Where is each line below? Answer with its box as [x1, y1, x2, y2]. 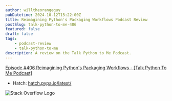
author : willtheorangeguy [5, 7, 60, 13]
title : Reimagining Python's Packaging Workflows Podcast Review [5, 17, 147, 22]
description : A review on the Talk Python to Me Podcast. [5, 50, 132, 55]
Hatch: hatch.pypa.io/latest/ [12, 80, 72, 86]
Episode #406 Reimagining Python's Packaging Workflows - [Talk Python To [5, 65, 167, 71]
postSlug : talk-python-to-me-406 [5, 22, 77, 27]
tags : [5, 36, 17, 42]
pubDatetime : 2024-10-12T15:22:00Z [5, 12, 81, 17]
